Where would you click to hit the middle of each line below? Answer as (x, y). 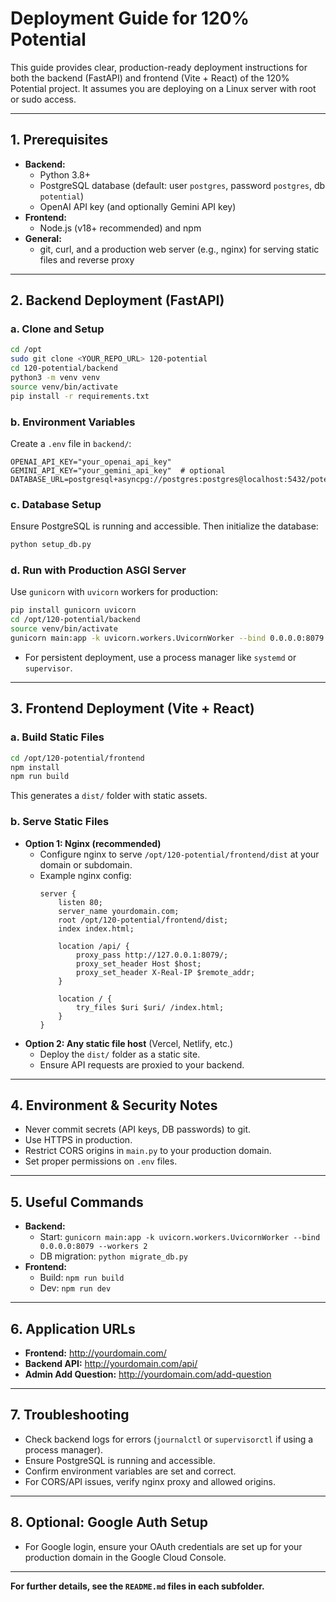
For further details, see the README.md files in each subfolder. (137, 1586)
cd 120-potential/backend (64, 368)
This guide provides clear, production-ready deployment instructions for (159, 67)
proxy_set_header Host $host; (138, 963)
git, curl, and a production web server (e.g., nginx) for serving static (179, 249)
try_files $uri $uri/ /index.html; (150, 1007)
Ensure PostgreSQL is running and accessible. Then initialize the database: (164, 526)
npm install (35, 767)
